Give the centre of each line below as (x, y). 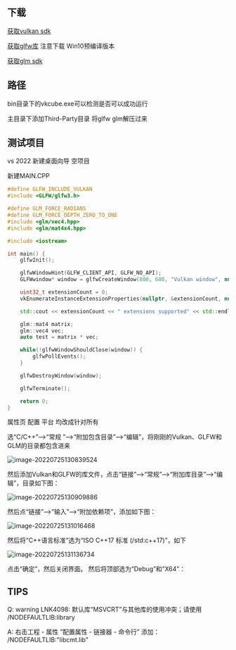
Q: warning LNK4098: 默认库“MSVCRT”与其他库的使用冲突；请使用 (105, 610)
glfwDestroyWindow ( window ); (61, 375)
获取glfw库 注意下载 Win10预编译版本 (61, 46)
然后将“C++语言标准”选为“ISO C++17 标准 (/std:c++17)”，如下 (97, 540)
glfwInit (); (37, 260)
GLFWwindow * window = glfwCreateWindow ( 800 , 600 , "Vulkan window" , (120, 280)
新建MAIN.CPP (29, 176)
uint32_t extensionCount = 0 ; (64, 292)
